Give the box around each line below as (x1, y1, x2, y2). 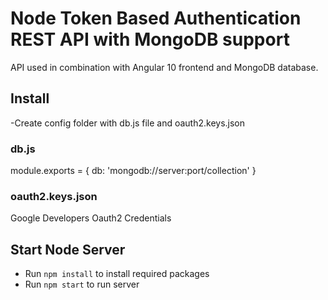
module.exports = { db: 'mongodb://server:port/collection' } (10, 165, 257, 177)
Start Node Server (10, 241, 126, 258)
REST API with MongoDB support (10, 28, 290, 51)
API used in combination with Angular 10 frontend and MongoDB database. (10, 61, 319, 73)
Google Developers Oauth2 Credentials (10, 212, 172, 224)
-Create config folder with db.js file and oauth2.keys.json (10, 117, 246, 129)
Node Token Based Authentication (10, 7, 302, 30)
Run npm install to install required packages (24, 268, 210, 280)
